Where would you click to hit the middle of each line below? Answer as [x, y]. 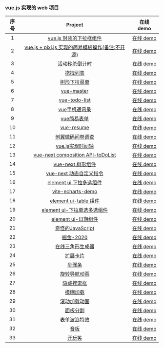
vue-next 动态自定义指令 [75, 174]
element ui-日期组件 [75, 219]
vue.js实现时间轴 [75, 146]
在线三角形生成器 [75, 247]
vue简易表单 [75, 119]
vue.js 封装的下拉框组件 [75, 39]
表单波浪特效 [75, 320]
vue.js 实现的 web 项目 [32, 7]
